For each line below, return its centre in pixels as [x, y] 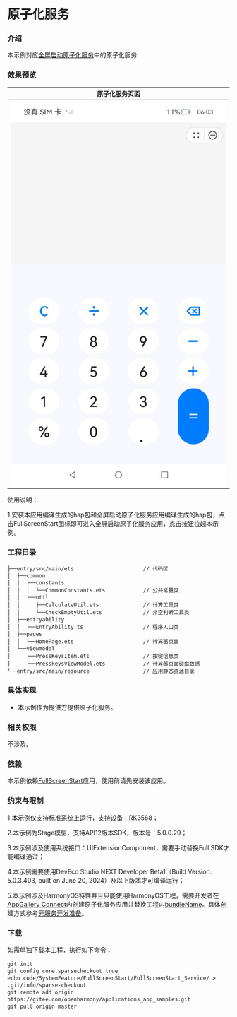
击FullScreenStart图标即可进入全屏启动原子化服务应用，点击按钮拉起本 [110, 524]
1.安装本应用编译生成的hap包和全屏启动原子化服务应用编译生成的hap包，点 [116, 515]
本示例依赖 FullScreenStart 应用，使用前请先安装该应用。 [89, 781]
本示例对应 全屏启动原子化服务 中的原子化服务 [72, 55]
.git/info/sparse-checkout [47, 985]
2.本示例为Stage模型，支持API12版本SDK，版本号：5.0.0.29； [97, 833]
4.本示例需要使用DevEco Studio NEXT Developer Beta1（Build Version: [110, 871]
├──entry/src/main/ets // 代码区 [88, 569]
